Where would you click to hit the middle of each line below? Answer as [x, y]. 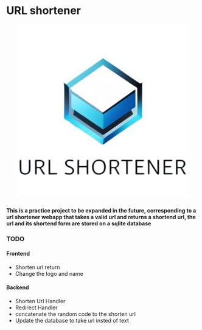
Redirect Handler [36, 307]
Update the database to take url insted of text [72, 320]
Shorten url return [37, 267]
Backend [18, 287]
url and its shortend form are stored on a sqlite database [79, 223]
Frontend [18, 254]
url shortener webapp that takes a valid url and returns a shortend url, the [101, 217]
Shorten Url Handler [40, 301]
